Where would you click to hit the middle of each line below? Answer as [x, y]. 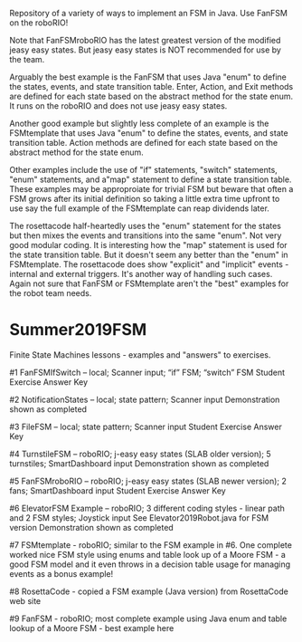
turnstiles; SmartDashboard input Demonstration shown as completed [139, 463]
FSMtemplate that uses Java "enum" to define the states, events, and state [149, 133]
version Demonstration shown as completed [91, 527]
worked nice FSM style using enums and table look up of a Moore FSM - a [148, 554]
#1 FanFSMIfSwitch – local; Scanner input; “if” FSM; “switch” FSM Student [147, 372]
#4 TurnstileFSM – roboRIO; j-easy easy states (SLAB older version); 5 [140, 454]
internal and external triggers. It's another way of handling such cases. [141, 274]
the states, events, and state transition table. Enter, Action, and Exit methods [151, 86]
